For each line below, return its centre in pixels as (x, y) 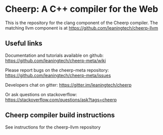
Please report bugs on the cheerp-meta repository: (57, 70)
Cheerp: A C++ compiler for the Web (82, 9)
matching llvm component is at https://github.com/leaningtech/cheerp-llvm (81, 28)
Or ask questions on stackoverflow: (41, 94)
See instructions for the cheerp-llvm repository (53, 127)
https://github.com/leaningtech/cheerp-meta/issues (58, 75)
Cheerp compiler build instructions (60, 115)
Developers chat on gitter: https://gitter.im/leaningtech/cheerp (68, 85)
